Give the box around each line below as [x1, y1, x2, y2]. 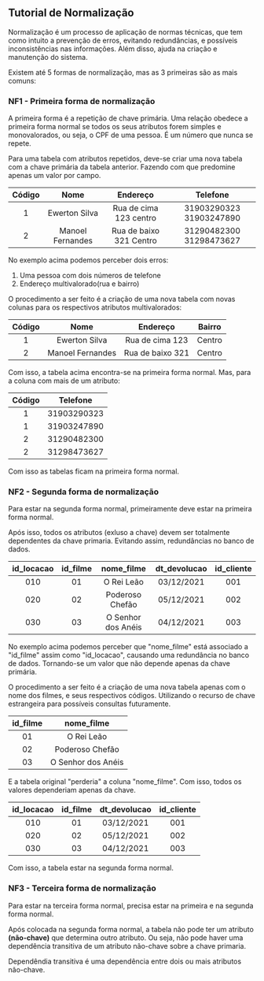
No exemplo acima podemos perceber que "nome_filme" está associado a [8, 642, 249, 652]
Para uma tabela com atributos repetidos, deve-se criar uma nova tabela [8, 154, 243, 164]
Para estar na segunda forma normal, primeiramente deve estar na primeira [8, 504, 253, 514]
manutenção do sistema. [8, 52, 88, 61]
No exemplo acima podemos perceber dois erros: [8, 255, 169, 265]
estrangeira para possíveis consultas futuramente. [8, 699, 171, 708]
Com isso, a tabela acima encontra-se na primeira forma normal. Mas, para [8, 368, 251, 377]
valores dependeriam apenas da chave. [8, 786, 136, 795]
